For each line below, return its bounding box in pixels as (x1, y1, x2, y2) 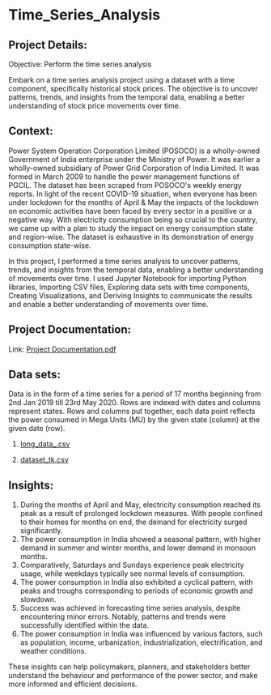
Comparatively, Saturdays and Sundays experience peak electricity (19, 561, 244, 570)
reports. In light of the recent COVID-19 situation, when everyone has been (8, 189, 257, 198)
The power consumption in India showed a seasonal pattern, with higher (19, 535, 261, 544)
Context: (8, 124, 54, 139)
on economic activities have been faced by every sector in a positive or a (8, 206, 252, 215)
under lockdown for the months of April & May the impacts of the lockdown (8, 197, 259, 207)
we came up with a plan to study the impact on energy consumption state (8, 223, 253, 232)
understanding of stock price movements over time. (8, 101, 181, 110)
